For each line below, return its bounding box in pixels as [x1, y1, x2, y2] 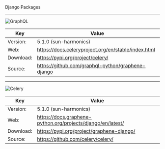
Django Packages [5, 4, 41, 10]
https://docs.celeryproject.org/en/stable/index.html [37, 46, 156, 53]
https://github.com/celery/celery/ [37, 136, 114, 142]
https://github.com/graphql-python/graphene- [37, 62, 146, 69]
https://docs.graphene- [37, 114, 92, 120]
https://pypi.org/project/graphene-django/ [37, 128, 136, 134]
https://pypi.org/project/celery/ [37, 54, 109, 61]
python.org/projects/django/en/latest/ [37, 120, 124, 126]
